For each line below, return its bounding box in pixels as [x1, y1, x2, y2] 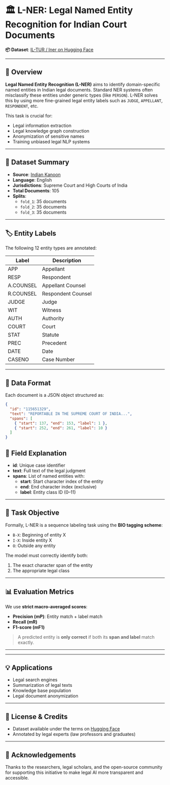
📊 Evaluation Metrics [5, 588, 74, 596]
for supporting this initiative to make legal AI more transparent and [5, 769, 143, 775]
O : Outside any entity [12, 543, 56, 549]
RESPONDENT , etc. [5, 103, 39, 109]
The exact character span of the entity [12, 562, 93, 568]
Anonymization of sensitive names [12, 133, 84, 139]
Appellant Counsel [42, 282, 86, 289]
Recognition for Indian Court [5, 19, 127, 30]
